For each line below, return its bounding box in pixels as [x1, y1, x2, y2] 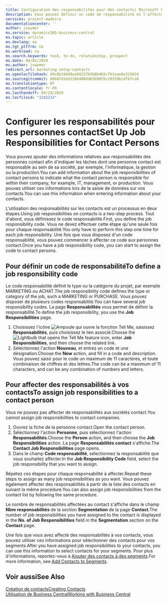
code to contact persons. [5, 247, 57, 253]
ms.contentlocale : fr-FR [5, 85, 57, 91]
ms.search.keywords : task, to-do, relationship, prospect [5, 53, 128, 59]
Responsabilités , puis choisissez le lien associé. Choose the [12, 329, 135, 335]
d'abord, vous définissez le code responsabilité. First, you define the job [5, 216, 152, 222]
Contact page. [5, 522, 36, 528]
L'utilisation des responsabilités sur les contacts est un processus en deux [5, 205, 158, 211]
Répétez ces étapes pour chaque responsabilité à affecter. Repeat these [5, 471, 152, 477]
